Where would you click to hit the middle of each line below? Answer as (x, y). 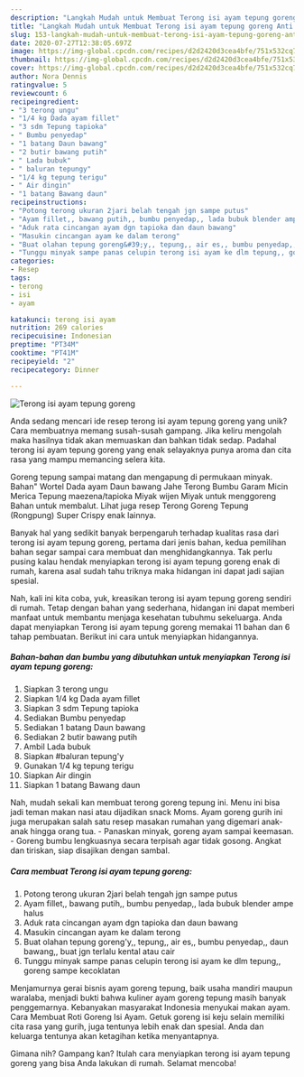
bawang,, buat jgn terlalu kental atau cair (99, 952)
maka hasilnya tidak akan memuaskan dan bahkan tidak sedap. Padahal (143, 440)
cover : (23, 69)
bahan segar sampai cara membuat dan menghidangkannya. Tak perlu (142, 552)
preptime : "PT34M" (45, 345)
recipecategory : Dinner (55, 370)
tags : (20, 278)
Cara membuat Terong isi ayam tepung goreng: (101, 871)
